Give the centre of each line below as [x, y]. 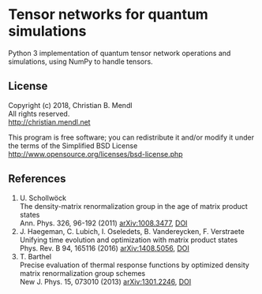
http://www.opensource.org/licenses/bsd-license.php [95, 154]
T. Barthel [36, 256]
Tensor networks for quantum [109, 15]
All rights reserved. [39, 114]
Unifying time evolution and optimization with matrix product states [129, 240]
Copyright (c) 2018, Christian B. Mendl [70, 105]
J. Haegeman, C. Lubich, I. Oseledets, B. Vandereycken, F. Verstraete [132, 231]
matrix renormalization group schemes [82, 273]
